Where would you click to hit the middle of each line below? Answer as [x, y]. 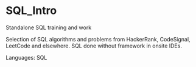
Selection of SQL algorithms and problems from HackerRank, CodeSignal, [98, 39]
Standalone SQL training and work [49, 27]
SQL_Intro [31, 11]
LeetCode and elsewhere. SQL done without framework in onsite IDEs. [94, 46]
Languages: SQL [26, 57]
